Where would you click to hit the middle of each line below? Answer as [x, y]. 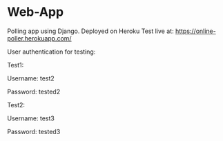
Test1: [16, 65]
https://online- [195, 31]
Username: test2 [31, 78]
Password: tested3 [34, 131]
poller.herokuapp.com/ [39, 38]
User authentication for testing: [51, 52]
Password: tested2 [34, 91]
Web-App [36, 12]
